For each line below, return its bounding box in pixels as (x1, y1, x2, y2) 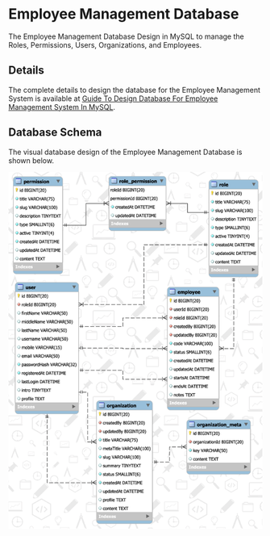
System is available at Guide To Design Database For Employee (8, 94, 218, 103)
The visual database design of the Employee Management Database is (8, 147, 243, 157)
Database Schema (8, 126, 102, 140)
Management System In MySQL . (8, 102, 115, 111)
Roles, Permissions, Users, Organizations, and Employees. (8, 40, 202, 49)
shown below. (8, 155, 55, 165)
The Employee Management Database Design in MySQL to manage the (8, 31, 244, 41)
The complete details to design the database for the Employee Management (8, 85, 260, 94)
